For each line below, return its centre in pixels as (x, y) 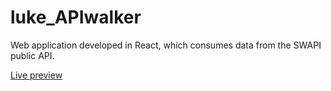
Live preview (36, 75)
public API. (32, 55)
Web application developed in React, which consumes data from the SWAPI (166, 45)
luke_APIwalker (76, 17)
